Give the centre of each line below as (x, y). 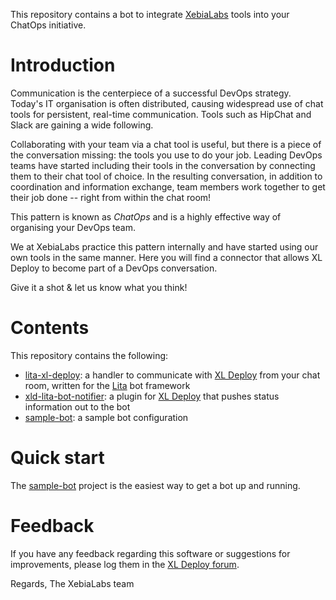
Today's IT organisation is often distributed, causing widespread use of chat (167, 103)
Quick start (57, 458)
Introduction (63, 65)
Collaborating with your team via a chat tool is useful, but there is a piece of (166, 144)
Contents (50, 328)
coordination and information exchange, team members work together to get (168, 186)
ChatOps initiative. (48, 25)
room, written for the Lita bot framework (107, 385)
